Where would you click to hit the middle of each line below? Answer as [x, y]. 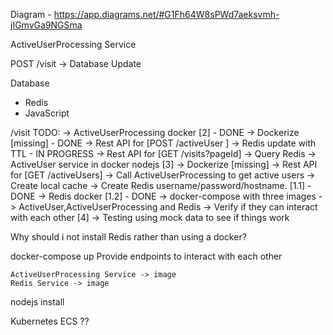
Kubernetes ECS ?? [50, 321]
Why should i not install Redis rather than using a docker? [128, 237]
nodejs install [37, 302]
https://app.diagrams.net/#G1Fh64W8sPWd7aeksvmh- [166, 14]
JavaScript [47, 113]
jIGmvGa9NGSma [46, 25]
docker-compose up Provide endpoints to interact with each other [146, 256]
